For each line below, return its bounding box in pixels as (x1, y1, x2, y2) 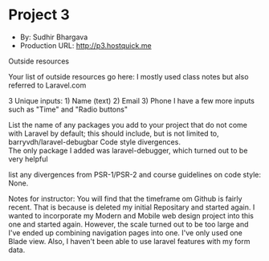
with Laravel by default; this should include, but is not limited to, (8, 128, 219, 138)
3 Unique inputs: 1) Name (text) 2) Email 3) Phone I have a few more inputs (8, 96, 255, 105)
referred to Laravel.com (8, 80, 87, 90)
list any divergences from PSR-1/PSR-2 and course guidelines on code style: (8, 169, 262, 179)
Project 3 (8, 6, 70, 24)
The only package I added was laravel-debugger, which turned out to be (8, 145, 248, 155)
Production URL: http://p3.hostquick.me (19, 40, 152, 50)
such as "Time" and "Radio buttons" (8, 104, 128, 114)
